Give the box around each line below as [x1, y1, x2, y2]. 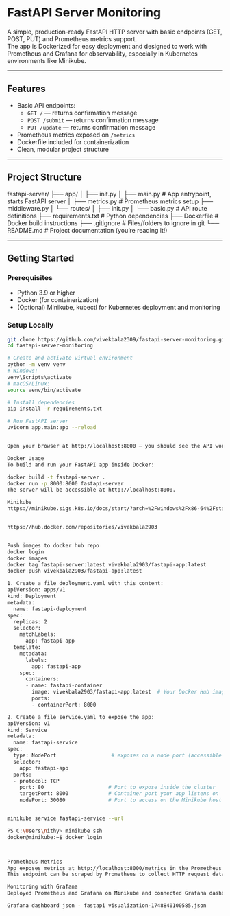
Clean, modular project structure [16, 145, 110, 153]
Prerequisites [7, 273, 53, 282]
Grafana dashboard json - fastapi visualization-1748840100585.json [7, 902, 207, 909]
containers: [25, 676, 60, 683]
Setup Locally [7, 321, 54, 330]
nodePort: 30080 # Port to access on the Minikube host [19, 797, 222, 804]
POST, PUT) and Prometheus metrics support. [7, 34, 138, 43]
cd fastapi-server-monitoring [7, 342, 94, 350]
